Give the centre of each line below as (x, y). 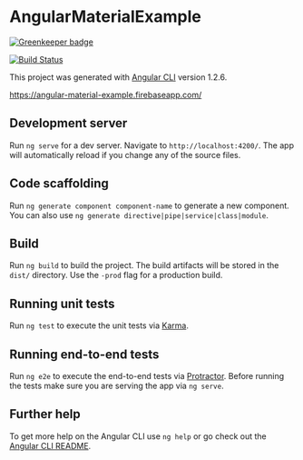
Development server (68, 123)
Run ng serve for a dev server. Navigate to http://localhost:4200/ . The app (152, 145)
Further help (45, 414)
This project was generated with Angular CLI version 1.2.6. (118, 77)
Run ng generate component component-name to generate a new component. (150, 205)
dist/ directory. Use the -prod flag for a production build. (116, 275)
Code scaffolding (59, 184)
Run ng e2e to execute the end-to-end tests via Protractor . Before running (147, 376)
